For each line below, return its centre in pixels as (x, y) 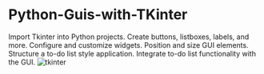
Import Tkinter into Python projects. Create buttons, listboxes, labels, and (129, 37)
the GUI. (22, 62)
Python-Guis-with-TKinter (98, 15)
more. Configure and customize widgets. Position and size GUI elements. (129, 45)
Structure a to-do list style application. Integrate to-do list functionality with (132, 53)
